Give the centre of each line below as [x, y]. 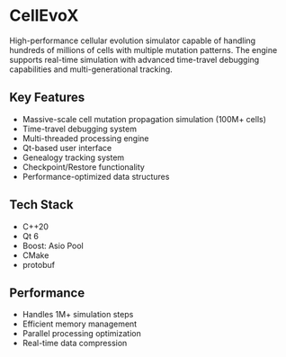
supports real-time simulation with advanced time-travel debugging [134, 59]
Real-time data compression [75, 344]
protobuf [39, 264]
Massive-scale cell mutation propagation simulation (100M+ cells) [144, 119]
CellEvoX [44, 16]
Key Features [47, 98]
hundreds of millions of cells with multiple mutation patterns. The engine [143, 49]
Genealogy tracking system [73, 157]
